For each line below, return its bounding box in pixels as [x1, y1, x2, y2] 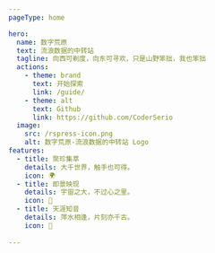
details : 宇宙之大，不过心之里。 [24, 188, 134, 197]
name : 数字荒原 [16, 38, 68, 47]
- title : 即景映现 [16, 179, 80, 188]
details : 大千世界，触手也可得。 [24, 162, 134, 171]
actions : [16, 63, 49, 72]
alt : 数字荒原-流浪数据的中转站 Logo [24, 138, 150, 147]
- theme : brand [24, 71, 82, 81]
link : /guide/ [31, 87, 86, 97]
